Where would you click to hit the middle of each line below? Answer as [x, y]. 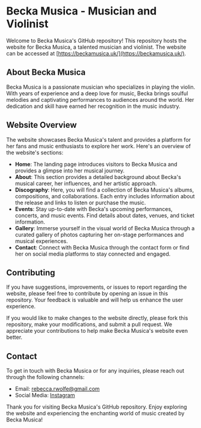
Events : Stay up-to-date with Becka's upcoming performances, [94, 209]
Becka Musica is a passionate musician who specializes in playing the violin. [101, 87]
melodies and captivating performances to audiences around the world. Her [100, 99]
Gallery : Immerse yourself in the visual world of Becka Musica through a [105, 228]
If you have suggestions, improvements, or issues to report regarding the [97, 287]
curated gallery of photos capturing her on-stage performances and [99, 234]
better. [14, 337]
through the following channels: [45, 377]
